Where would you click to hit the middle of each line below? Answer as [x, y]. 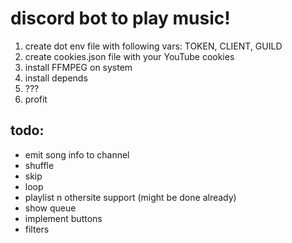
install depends [56, 78]
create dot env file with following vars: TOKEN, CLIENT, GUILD [153, 46]
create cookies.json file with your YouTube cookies [129, 56]
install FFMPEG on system [78, 67]
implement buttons [63, 218]
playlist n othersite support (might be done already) [130, 197]
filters [37, 229]
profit [36, 99]
